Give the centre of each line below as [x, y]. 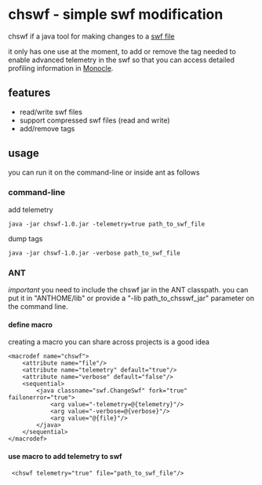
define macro [31, 325]
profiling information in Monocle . [61, 68]
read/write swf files [51, 112]
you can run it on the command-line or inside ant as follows [104, 172]
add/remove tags [47, 128]
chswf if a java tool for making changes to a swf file [91, 36]
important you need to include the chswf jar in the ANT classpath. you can [128, 290]
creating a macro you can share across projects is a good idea [109, 342]
